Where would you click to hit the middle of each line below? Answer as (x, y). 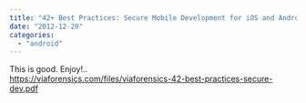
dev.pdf (24, 88)
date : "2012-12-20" (46, 26)
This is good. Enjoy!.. (49, 69)
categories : (32, 35)
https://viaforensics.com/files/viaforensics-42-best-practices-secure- (141, 79)
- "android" (41, 43)
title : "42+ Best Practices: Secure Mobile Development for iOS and (142, 18)
